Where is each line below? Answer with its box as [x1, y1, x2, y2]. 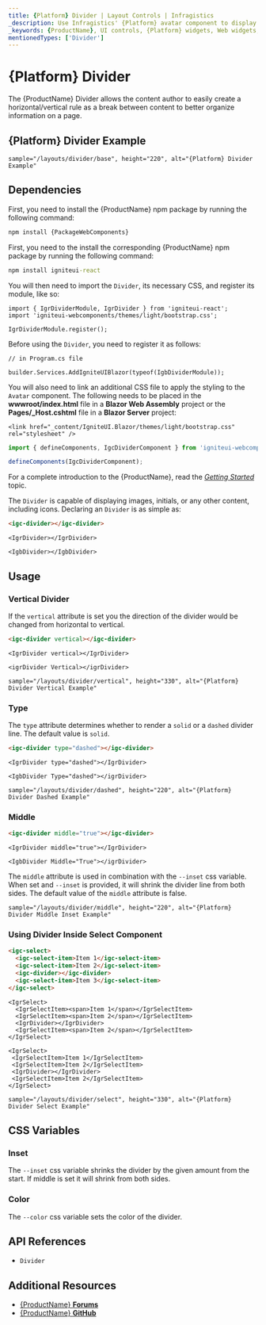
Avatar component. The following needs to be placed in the [8, 390, 202, 400]
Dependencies [8, 183, 82, 197]
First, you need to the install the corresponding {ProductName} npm [8, 243, 230, 252]
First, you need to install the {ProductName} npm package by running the [8, 204, 247, 214]
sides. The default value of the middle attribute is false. [8, 889, 188, 898]
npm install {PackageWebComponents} [8, 228, 129, 236]
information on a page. [8, 111, 82, 121]
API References [8, 1235, 86, 1249]
